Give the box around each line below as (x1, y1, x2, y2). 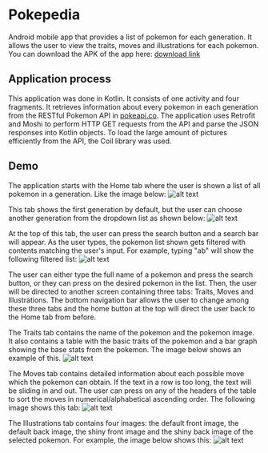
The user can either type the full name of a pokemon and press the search (8, 270, 254, 279)
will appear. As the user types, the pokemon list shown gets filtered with (8, 237, 246, 247)
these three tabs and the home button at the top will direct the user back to (8, 303, 256, 313)
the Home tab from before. (8, 312, 97, 322)
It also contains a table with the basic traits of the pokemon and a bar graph (8, 336, 258, 346)
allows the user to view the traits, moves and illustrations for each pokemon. (8, 40, 259, 50)
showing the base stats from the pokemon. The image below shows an (8, 344, 242, 354)
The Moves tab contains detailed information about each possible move (8, 368, 245, 378)
